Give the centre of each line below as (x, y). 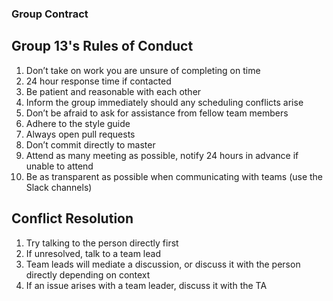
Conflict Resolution (72, 218)
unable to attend (59, 166)
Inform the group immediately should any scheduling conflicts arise (164, 102)
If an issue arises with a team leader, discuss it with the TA (146, 285)
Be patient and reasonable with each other (113, 91)
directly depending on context (88, 274)
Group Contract (50, 14)
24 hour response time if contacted (98, 81)
